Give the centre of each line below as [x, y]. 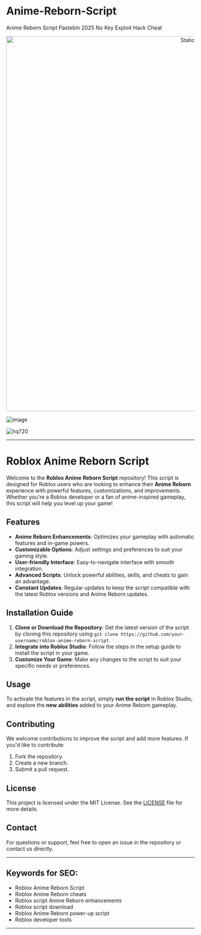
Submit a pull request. [42, 769]
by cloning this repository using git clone [66, 634]
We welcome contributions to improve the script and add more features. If [97, 739]
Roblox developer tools [43, 919]
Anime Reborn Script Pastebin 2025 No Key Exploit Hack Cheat [84, 28]
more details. [22, 809]
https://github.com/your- [153, 634]
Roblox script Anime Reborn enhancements [68, 900]
